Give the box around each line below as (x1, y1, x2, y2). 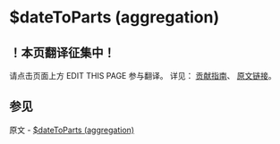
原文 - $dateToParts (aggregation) (9, 124, 135, 135)
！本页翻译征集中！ (9, 45, 115, 60)
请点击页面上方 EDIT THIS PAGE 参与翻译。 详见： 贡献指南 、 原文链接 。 (9, 71, 277, 80)
